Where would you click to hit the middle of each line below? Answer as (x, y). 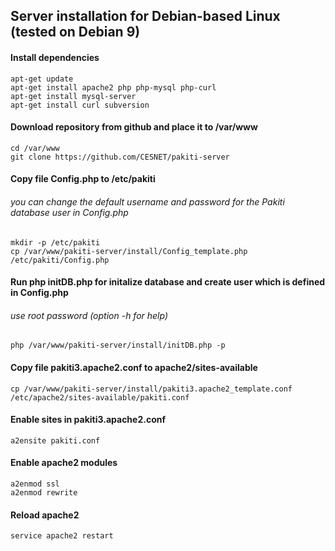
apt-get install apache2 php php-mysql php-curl (113, 87)
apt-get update (42, 79)
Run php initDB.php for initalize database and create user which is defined (168, 282)
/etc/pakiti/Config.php (60, 260)
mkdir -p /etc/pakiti (55, 242)
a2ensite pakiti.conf (55, 440)
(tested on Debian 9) (75, 32)
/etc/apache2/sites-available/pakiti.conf (100, 397)
